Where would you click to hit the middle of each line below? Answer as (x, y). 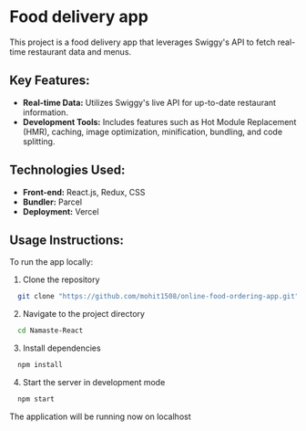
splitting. (39, 141)
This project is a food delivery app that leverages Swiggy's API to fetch (143, 42)
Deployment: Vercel (61, 211)
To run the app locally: (51, 262)
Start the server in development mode (94, 382)
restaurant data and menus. (80, 51)
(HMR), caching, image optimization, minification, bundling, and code (153, 131)
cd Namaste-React (51, 331)
